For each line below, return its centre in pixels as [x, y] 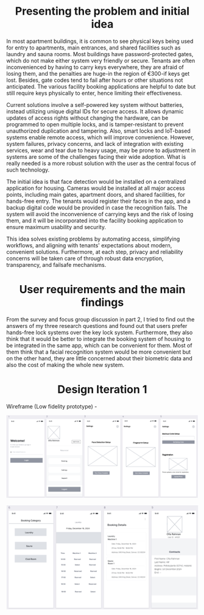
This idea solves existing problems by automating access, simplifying [93, 239]
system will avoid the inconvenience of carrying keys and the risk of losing [100, 214]
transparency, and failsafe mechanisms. [56, 264]
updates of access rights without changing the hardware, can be [87, 118]
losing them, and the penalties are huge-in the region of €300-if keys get [98, 73]
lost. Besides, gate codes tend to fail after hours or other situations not [95, 80]
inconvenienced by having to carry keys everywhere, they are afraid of [95, 67]
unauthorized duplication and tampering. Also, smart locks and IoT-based [98, 131]
